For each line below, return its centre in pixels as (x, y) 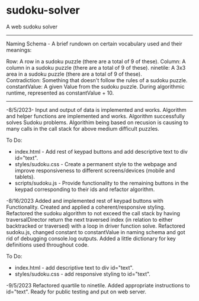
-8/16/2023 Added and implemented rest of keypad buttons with (85, 200)
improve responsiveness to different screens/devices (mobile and (95, 170)
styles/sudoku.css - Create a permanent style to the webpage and (96, 164)
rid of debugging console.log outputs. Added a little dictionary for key (91, 238)
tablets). (25, 177)
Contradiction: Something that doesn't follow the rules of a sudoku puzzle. (97, 80)
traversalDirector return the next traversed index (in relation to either (89, 219)
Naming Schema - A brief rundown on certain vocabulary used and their (94, 43)
